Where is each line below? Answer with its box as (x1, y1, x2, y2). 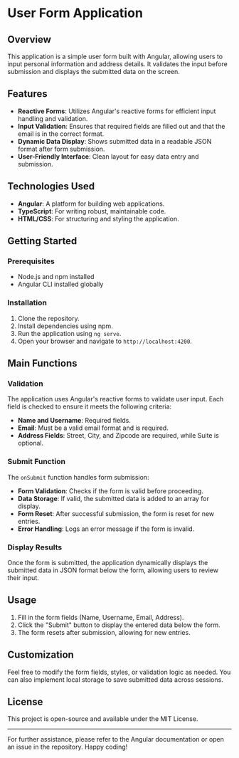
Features (7, 88, 48, 100)
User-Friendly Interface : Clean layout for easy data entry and (17, 152, 199, 161)
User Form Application (7, 5, 144, 21)
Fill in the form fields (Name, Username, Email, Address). (17, 613, 184, 621)
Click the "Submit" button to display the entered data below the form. (17, 621, 221, 629)
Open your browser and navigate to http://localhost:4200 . (17, 337, 192, 345)
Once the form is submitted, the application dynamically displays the (7, 558, 208, 567)
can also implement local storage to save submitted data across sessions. (7, 675, 224, 684)
